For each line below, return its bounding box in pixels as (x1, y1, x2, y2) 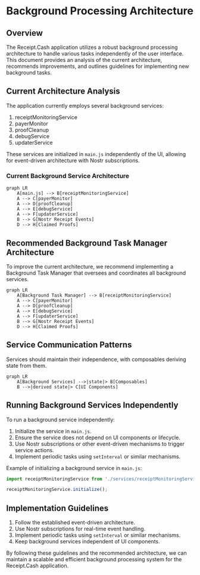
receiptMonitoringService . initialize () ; (6, 487, 108, 493)
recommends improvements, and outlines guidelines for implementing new (6, 63, 189, 70)
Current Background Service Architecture (6, 172, 130, 180)
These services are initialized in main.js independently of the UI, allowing (6, 150, 186, 157)
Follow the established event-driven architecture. (14, 519, 136, 526)
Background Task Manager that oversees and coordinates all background (6, 269, 186, 276)
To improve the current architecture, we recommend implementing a (6, 263, 174, 270)
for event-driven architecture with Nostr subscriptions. (6, 157, 140, 164)
